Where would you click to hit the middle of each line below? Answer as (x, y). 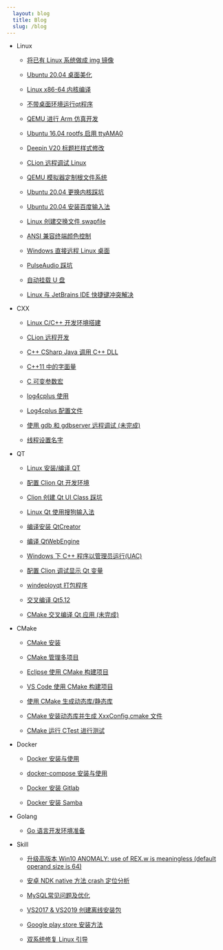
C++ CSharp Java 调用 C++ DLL (72, 352)
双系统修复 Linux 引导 (57, 940)
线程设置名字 (45, 440)
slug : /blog (30, 26)
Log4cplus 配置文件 (55, 410)
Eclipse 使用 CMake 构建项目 (67, 672)
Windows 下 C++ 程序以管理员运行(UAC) (84, 556)
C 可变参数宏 (45, 382)
